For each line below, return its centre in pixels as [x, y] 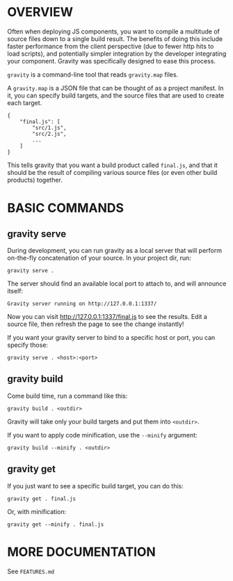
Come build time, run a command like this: [67, 396]
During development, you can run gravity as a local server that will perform [115, 250]
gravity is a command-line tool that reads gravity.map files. [93, 75]
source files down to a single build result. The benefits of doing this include [115, 38]
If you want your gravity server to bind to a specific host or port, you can [111, 337]
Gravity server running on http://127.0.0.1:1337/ [82, 304]
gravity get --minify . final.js [56, 524]
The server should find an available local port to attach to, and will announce [117, 284]
